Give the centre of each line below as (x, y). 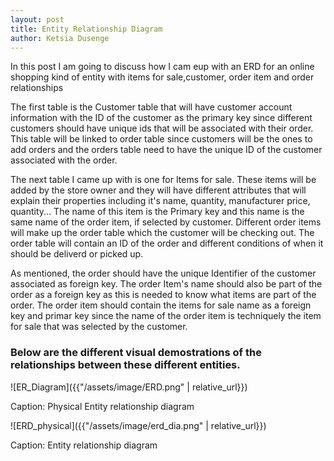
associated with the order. (64, 160)
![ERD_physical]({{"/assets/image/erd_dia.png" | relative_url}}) (138, 425)
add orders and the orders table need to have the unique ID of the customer (166, 150)
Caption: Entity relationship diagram (84, 445)
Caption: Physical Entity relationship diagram (102, 406)
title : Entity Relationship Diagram (86, 29)
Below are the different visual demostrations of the (136, 353)
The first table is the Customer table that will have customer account (151, 107)
